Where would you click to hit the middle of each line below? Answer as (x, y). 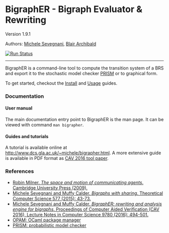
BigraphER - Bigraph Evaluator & (74, 9)
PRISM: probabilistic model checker (49, 225)
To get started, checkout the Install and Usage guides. (61, 83)
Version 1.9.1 (18, 34)
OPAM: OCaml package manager (47, 220)
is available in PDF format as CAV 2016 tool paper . (57, 158)
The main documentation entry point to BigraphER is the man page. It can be (84, 120)
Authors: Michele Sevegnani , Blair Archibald (51, 43)
